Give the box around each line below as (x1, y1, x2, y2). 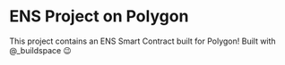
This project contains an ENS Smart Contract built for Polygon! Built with (9, 36, 276, 46)
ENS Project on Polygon (9, 6, 189, 27)
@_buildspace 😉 (9, 45, 72, 55)
